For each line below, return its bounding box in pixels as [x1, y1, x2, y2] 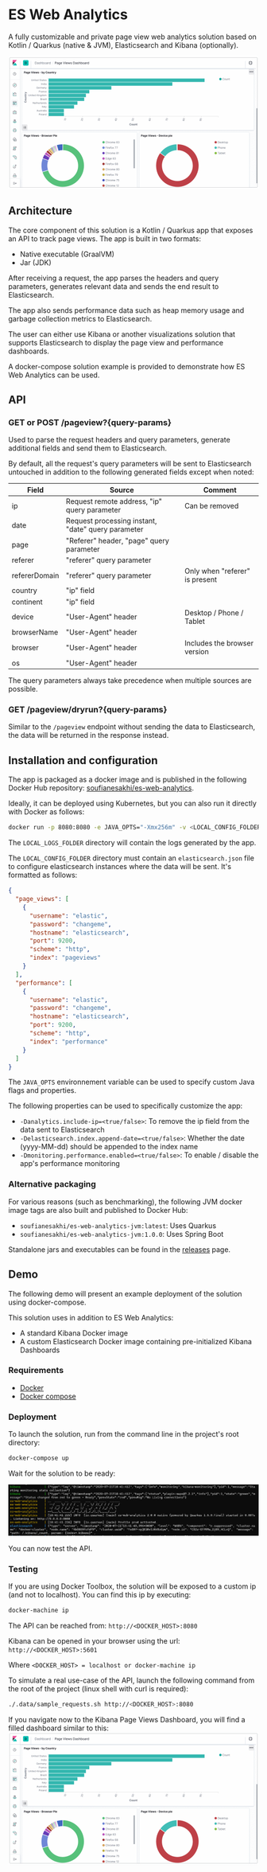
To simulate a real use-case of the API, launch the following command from [8, 1675, 255, 1685]
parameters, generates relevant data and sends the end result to [8, 281, 219, 291]
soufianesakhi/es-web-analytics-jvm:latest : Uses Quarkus [19, 1220, 217, 1230]
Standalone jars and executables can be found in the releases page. [8, 1244, 231, 1254]
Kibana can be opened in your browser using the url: [8, 1636, 180, 1646]
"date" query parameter [66, 525, 144, 534]
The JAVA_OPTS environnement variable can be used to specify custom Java [8, 1077, 255, 1087]
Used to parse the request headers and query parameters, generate [8, 435, 230, 445]
